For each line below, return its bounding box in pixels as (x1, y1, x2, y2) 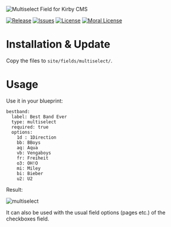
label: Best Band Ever (11, 114, 67, 120)
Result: (6, 186, 23, 193)
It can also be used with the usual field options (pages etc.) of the (6, 209, 166, 216)
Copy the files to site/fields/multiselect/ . (6, 57, 113, 64)
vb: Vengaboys (17, 150, 51, 156)
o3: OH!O (17, 160, 38, 166)
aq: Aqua (17, 144, 38, 150)
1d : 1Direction (17, 134, 57, 140)
